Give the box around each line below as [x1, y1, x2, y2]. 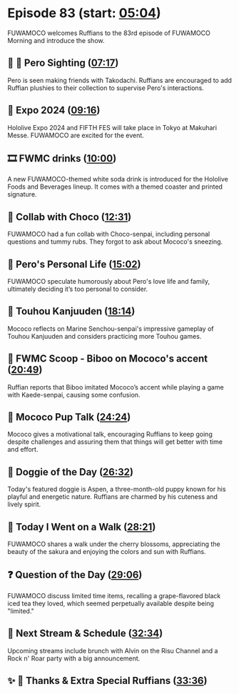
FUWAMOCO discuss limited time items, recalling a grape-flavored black [7, 591, 221, 600]
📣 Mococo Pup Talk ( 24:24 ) [7, 411, 131, 423]
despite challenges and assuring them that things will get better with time [7, 437, 223, 446]
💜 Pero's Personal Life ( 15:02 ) [7, 258, 141, 270]
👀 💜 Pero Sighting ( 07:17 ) [7, 57, 119, 69]
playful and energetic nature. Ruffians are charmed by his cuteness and [7, 492, 218, 501]
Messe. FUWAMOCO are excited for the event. [7, 131, 144, 139]
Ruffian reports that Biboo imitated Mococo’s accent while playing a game [7, 382, 224, 391]
